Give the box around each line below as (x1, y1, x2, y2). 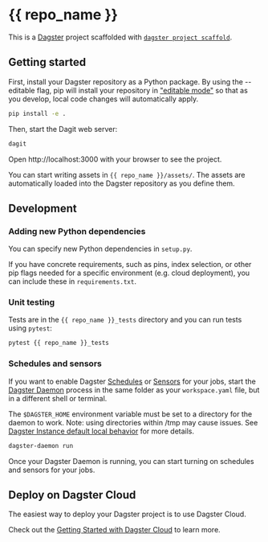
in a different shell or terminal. (8, 393, 108, 403)
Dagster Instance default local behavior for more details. (8, 426, 195, 436)
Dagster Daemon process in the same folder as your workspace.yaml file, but (8, 384, 260, 395)
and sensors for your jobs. (8, 465, 95, 474)
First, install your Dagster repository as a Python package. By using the (8, 76, 243, 86)
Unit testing (8, 297, 55, 308)
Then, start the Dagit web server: (8, 124, 118, 133)
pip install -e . (8, 109, 67, 117)
